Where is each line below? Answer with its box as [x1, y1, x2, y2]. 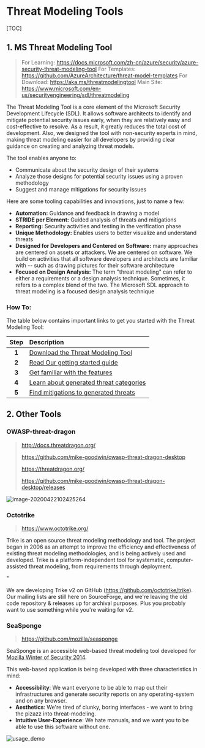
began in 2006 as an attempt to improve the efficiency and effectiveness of [6, 543, 196, 550]
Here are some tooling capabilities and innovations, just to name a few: [6, 198, 185, 205]
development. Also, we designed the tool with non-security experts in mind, [6, 129, 198, 136]
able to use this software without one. [15, 723, 111, 731]
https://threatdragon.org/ [21, 465, 84, 472]
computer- [166, 557, 194, 564]
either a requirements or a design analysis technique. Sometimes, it [15, 274, 185, 282]
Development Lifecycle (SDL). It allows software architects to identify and [6, 109, 192, 117]
